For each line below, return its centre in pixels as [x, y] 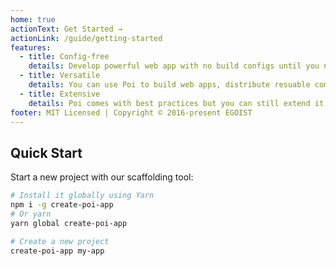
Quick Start [46, 152]
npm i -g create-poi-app [62, 205]
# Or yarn [31, 214]
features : [31, 47]
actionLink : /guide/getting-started [86, 38]
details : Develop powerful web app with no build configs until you [174, 66]
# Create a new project [60, 241]
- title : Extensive [60, 94]
